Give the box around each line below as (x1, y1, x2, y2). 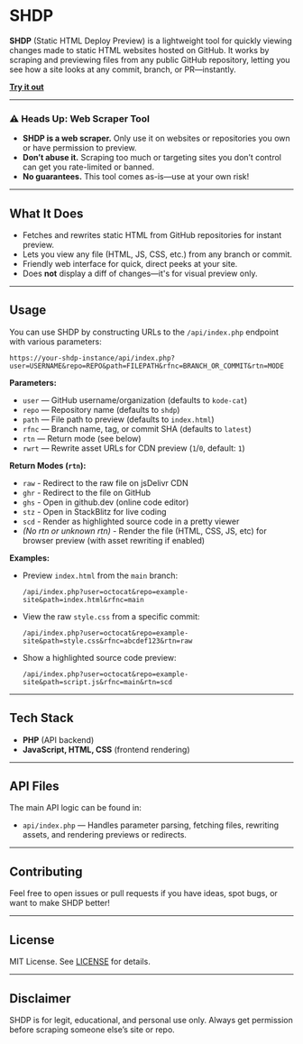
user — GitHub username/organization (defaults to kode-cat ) (22, 394, 248, 406)
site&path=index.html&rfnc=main (22, 595, 144, 604)
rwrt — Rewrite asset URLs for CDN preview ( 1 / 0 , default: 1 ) (22, 443, 245, 453)
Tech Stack (9, 710, 74, 726)
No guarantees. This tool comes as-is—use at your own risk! (22, 171, 250, 182)
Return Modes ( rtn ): (9, 460, 87, 471)
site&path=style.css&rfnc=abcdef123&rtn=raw (22, 636, 193, 646)
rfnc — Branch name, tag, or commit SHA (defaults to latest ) (22, 423, 252, 434)
